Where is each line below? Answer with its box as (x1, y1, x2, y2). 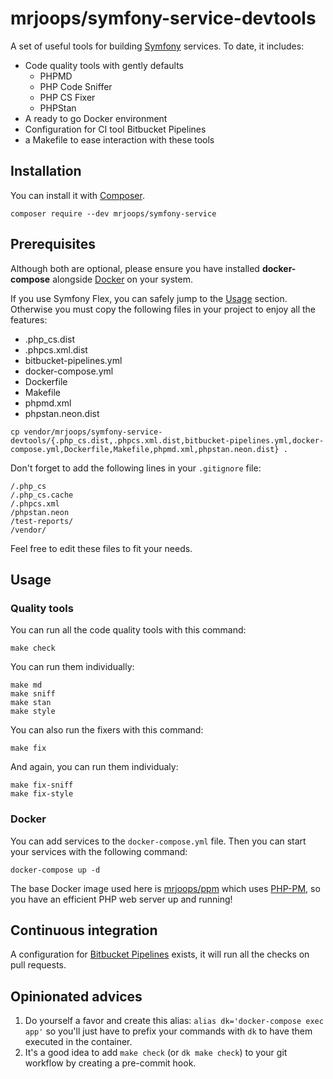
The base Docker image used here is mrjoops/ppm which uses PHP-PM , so (10, 882, 321, 894)
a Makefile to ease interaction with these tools (24, 133, 215, 146)
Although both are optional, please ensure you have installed (10, 262, 260, 274)
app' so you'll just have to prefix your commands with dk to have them (24, 1025, 313, 1037)
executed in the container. (24, 1036, 133, 1048)
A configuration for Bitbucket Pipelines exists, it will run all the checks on (10, 948, 310, 961)
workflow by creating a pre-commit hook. (24, 1057, 197, 1069)
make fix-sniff (10, 780, 74, 791)
